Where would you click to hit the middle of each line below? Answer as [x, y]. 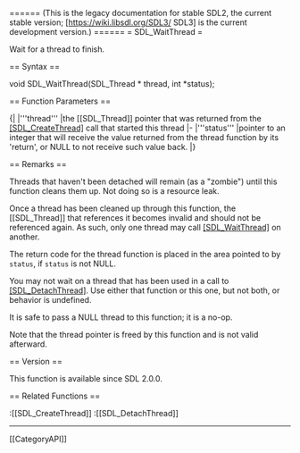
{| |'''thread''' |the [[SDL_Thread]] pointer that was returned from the [135, 118]
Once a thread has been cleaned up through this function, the [123, 208]
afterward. [28, 344]
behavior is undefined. [50, 300]
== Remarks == [38, 164]
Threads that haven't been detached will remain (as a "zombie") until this [143, 181]
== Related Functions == [55, 396]
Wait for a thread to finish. [57, 49]
